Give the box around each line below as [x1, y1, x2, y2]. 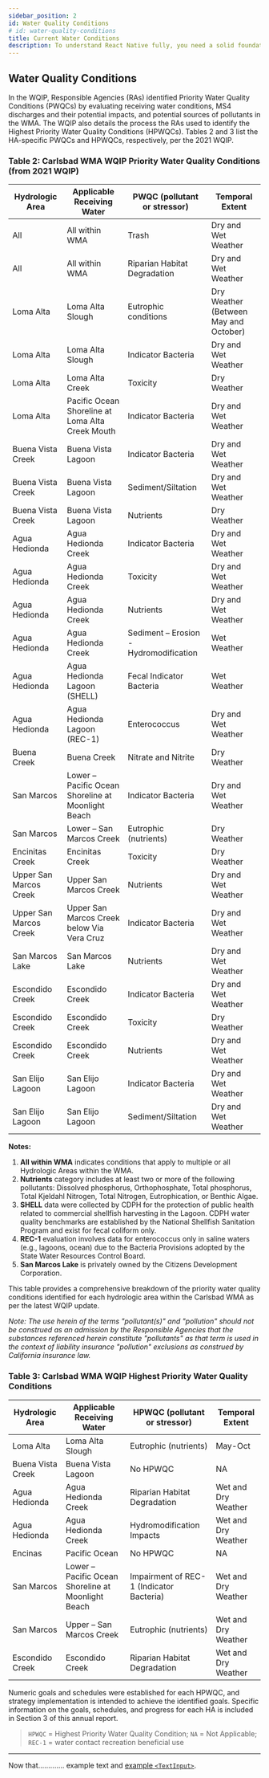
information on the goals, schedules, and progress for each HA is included [8, 1704, 254, 1715]
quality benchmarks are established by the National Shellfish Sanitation [19, 1217, 255, 1227]
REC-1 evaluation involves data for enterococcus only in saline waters [19, 1234, 251, 1244]
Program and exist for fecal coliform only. [19, 1225, 157, 1235]
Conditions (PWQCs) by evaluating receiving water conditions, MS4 [8, 101, 232, 111]
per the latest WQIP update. [8, 1301, 100, 1311]
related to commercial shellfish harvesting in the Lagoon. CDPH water [19, 1209, 250, 1218]
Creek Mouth [66, 426, 116, 437]
